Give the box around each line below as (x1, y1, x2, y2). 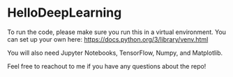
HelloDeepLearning (7, 5, 122, 21)
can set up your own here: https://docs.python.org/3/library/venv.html (7, 35, 209, 43)
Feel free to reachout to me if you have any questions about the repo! (7, 62, 206, 70)
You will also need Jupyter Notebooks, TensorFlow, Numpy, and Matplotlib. (7, 49, 223, 57)
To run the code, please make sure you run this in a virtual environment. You (7, 28, 227, 36)
